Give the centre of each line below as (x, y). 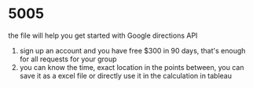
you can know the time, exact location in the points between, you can (132, 67)
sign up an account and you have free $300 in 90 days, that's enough (132, 50)
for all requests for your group (68, 59)
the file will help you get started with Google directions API (103, 35)
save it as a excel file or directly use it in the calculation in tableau (126, 75)
